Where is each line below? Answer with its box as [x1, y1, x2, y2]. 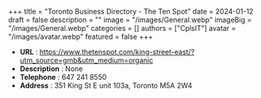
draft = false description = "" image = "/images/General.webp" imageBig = [8, 15, 252, 24]
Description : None [19, 64, 83, 73]
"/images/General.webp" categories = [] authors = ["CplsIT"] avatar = [8, 24, 236, 32]
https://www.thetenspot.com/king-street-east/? [39, 47, 195, 56]
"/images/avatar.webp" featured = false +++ [8, 32, 153, 41]
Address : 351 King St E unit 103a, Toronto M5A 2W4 [19, 81, 193, 90]
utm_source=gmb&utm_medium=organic [19, 55, 153, 65]
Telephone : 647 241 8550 [19, 73, 107, 81]
